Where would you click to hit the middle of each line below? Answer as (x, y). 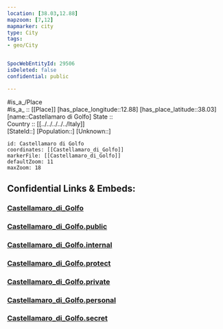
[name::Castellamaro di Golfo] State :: (60, 117)
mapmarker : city (30, 26)
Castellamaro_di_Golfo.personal (62, 300)
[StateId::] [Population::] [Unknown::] (59, 131)
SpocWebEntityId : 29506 (41, 64)
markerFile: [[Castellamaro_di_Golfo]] (64, 156)
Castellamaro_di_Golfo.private (59, 282)
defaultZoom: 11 (30, 162)
